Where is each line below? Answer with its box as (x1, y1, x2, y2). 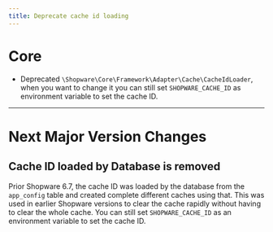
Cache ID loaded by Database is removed (8, 160, 221, 173)
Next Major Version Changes (8, 127, 207, 146)
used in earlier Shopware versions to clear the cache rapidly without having (8, 199, 262, 208)
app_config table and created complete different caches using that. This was (8, 190, 265, 199)
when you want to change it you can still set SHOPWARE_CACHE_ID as (19, 82, 241, 92)
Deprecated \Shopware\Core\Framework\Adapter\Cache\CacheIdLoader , (19, 74, 253, 84)
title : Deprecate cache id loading (8, 11, 129, 20)
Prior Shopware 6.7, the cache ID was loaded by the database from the (8, 181, 245, 191)
